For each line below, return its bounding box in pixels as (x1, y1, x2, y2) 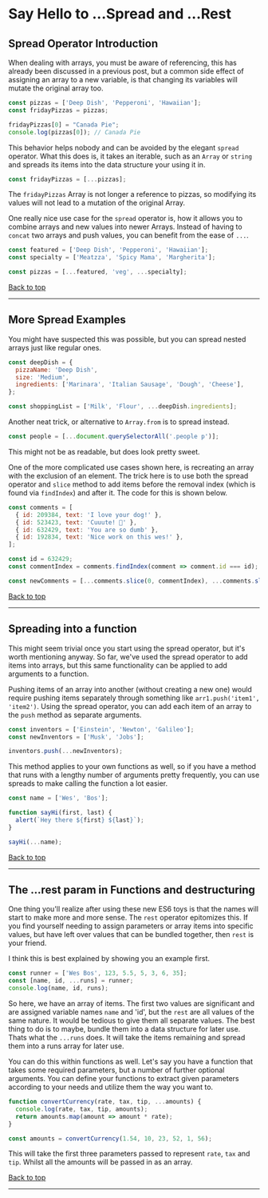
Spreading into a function (8, 622, 137, 636)
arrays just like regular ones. (8, 343, 102, 352)
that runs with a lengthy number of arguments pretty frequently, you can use (8, 770, 260, 780)
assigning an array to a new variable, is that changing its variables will (8, 75, 238, 84)
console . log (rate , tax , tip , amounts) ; (15, 1105, 148, 1113)
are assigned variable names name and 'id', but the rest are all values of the (8, 1008, 255, 1017)
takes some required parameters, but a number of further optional (8, 1065, 225, 1075)
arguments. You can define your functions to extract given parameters (8, 1074, 239, 1084)
